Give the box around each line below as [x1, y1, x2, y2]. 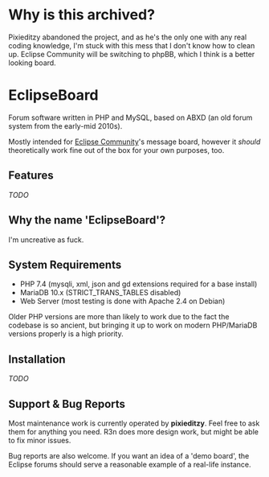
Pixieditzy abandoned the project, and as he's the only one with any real [8, 32, 247, 42]
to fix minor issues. [8, 435, 71, 445]
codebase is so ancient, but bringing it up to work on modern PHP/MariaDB [8, 320, 258, 331]
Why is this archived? [8, 6, 155, 24]
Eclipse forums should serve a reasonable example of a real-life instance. [8, 459, 251, 469]
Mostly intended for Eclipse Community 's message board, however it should [8, 137, 261, 146]
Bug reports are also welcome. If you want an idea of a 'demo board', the [8, 450, 250, 460]
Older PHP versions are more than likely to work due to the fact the [8, 312, 230, 322]
